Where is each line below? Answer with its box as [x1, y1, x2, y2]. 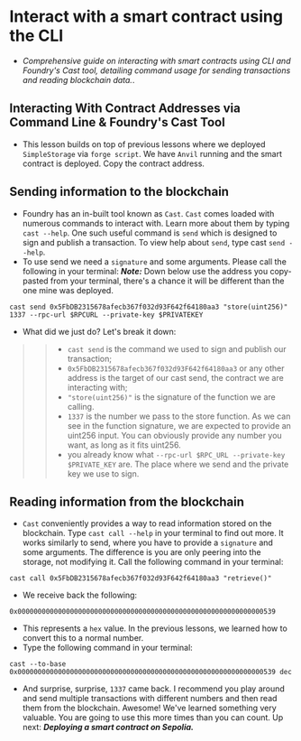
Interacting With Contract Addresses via [9, 101, 241, 116]
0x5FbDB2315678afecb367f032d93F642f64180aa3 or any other [67, 363, 286, 374]
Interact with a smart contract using [9, 6, 284, 27]
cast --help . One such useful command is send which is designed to [22, 227, 278, 238]
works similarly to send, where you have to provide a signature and [22, 537, 273, 548]
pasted [22, 275, 49, 286]
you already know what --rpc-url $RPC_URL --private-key [67, 449, 286, 459]
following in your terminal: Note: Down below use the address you [22, 265, 269, 276]
